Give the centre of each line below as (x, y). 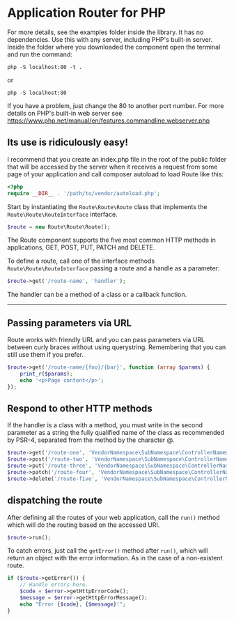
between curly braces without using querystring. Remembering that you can (117, 347)
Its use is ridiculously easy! (68, 143)
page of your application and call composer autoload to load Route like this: (116, 174)
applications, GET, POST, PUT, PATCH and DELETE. (81, 247)
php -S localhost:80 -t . (45, 67)
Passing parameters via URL (70, 323)
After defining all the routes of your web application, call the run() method (114, 517)
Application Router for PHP (86, 13)
